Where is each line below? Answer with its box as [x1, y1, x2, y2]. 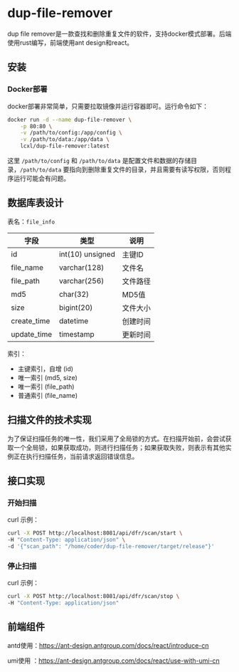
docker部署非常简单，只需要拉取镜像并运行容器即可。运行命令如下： [7, 102, 208, 110]
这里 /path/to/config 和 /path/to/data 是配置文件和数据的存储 [7, 157, 191, 164]
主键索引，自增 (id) [17, 364, 73, 373]
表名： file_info [7, 217, 55, 226]
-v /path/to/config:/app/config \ [20, 130, 122, 137]
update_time [11, 329, 53, 339]
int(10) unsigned [59, 249, 115, 259]
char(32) [59, 289, 90, 299]
